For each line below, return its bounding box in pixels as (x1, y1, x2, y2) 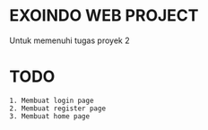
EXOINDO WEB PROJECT (9, 5, 199, 26)
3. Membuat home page (9, 111, 91, 121)
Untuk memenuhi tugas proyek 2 (9, 35, 130, 46)
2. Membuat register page (9, 104, 106, 113)
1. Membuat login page (9, 96, 94, 105)
